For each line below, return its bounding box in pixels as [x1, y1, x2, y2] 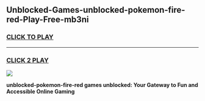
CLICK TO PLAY [6, 33, 54, 42]
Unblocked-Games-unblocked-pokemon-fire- [6, 5, 185, 15]
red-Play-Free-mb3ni [6, 15, 89, 25]
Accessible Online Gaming [6, 88, 75, 95]
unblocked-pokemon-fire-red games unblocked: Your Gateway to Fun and [6, 81, 198, 88]
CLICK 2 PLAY [6, 56, 49, 64]
